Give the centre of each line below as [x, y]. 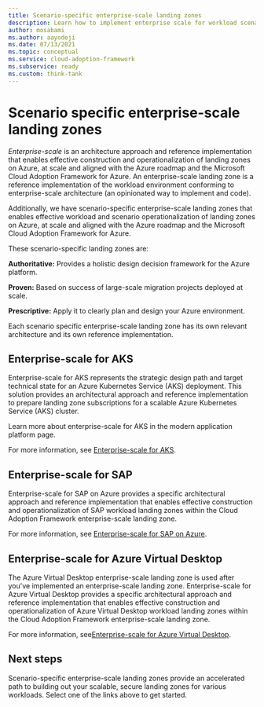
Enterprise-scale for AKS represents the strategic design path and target [126, 378]
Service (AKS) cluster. [44, 411]
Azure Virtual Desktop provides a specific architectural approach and [120, 594]
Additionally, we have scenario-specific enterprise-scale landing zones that [130, 208]
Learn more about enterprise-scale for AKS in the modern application [121, 427]
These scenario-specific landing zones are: [79, 248]
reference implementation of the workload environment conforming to [121, 185]
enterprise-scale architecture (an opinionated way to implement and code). [130, 192]
